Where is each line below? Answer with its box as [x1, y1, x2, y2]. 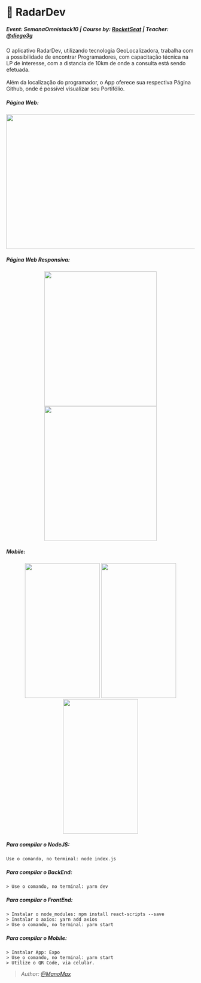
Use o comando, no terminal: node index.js [6, 856, 117, 862]
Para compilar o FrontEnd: [6, 896, 73, 903]
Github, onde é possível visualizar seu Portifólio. [6, 85, 125, 92]
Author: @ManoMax [20, 970, 71, 978]
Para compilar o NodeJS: [6, 841, 70, 848]
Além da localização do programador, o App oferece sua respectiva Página [6, 79, 191, 86]
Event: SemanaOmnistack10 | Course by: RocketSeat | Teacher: [6, 25, 169, 32]
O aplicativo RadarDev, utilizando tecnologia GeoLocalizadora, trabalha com [6, 47, 194, 54]
